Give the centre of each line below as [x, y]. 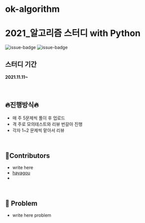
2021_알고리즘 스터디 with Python [73, 33]
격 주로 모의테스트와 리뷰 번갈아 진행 [47, 124]
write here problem [32, 215]
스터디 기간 [21, 64]
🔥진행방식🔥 [22, 105]
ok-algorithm [33, 9]
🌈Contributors [28, 155]
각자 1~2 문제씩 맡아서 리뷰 [38, 130]
